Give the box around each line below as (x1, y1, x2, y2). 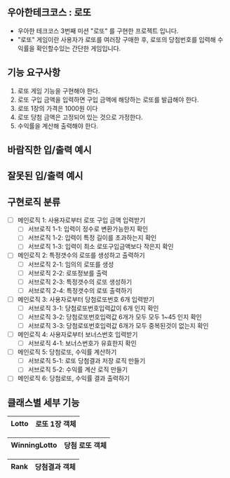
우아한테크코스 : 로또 (7, 6, 91, 19)
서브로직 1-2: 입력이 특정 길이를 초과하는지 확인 (27, 233, 157, 242)
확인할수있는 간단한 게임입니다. (36, 44, 121, 53)
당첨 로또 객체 (64, 441, 107, 451)
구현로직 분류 (7, 196, 61, 208)
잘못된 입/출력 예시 (7, 170, 83, 182)
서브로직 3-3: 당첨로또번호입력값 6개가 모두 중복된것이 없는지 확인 (27, 321, 209, 329)
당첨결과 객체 (34, 462, 76, 472)
